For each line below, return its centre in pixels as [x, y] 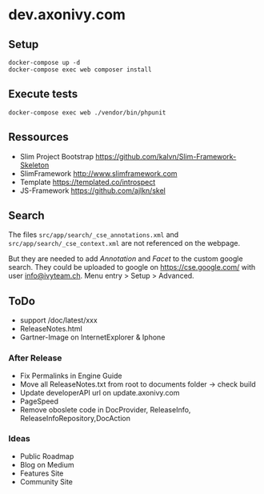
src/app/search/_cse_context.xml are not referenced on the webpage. [124, 243]
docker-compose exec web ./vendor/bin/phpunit [87, 112]
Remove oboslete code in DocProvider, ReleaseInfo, [105, 409]
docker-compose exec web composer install [80, 70]
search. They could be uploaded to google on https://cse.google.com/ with [132, 267]
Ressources [39, 137]
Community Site [46, 481]
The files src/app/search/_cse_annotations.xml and [94, 235]
